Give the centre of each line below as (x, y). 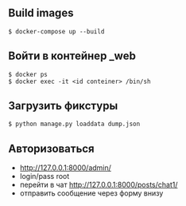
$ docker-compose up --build (56, 31)
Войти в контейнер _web (72, 56)
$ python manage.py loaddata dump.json (74, 124)
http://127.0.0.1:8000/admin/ (65, 168)
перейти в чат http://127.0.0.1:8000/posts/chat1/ (99, 185)
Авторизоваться (52, 148)
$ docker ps (28, 74)
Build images (41, 13)
